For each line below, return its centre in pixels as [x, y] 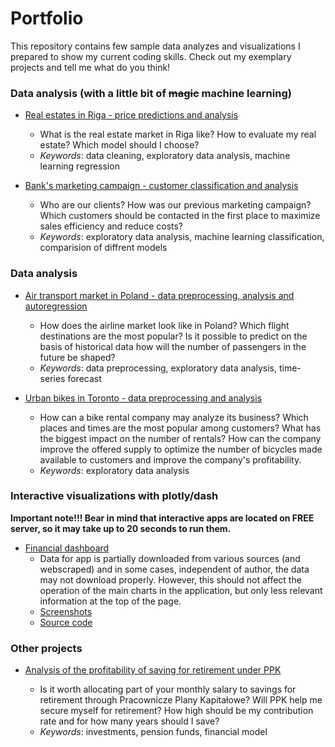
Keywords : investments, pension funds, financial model [153, 732]
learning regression [79, 166]
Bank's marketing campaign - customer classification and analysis [161, 186]
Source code [66, 622]
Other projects [46, 648]
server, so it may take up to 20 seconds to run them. [121, 528]
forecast [84, 378]
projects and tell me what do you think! [90, 67]
